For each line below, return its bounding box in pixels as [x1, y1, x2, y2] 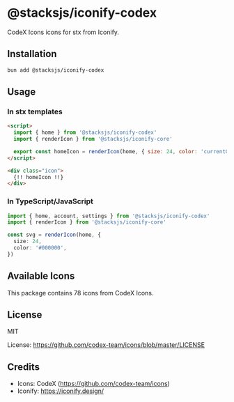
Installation [7, 48, 57, 60]
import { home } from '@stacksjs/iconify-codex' [13, 129, 157, 137]
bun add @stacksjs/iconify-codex [7, 66, 104, 74]
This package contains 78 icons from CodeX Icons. [7, 288, 154, 297]
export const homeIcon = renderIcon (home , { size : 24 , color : [13, 148, 198, 155]
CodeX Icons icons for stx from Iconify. [7, 28, 120, 36]
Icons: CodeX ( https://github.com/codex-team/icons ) [17, 380, 171, 388]
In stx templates [7, 107, 63, 116]
